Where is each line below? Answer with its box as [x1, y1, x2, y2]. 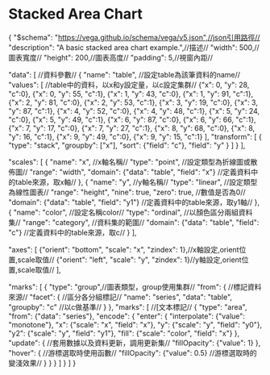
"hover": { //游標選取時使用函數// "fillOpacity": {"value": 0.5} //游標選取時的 [8, 348, 258, 357]
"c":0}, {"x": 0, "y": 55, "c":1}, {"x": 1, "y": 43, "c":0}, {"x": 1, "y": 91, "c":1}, [8, 89, 254, 98]
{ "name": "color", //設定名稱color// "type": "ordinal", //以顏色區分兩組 [8, 207, 239, 217]
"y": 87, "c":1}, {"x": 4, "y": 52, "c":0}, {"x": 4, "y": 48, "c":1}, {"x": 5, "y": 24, [8, 106, 260, 115]
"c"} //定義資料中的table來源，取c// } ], [8, 227, 137, 237]
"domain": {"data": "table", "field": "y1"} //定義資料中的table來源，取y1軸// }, [8, 197, 260, 206]
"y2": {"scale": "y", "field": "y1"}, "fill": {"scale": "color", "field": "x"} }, [8, 328, 240, 338]
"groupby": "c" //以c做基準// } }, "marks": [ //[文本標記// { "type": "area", [8, 302, 247, 311]
